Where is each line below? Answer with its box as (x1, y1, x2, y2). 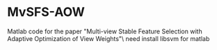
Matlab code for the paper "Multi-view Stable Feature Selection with (7, 27, 203, 35)
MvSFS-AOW (7, 4, 86, 20)
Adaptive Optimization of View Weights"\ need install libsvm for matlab (7, 34, 210, 42)
